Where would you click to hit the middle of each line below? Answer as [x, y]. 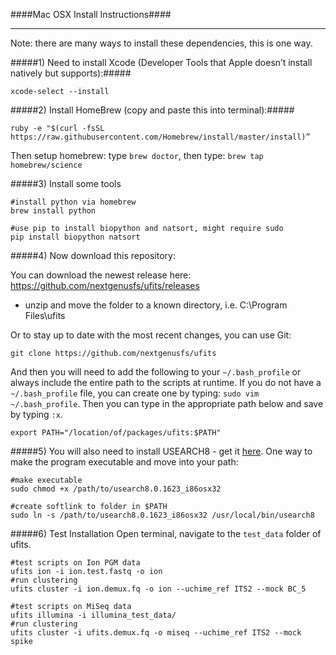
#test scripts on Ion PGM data [75, 563]
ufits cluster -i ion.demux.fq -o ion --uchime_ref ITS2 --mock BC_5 [158, 589]
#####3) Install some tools [66, 183]
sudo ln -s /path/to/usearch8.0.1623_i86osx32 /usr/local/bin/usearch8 [162, 515]
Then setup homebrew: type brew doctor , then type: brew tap [137, 155]
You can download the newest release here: [101, 275]
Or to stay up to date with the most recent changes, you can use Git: [151, 335]
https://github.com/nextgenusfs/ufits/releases [105, 285]
